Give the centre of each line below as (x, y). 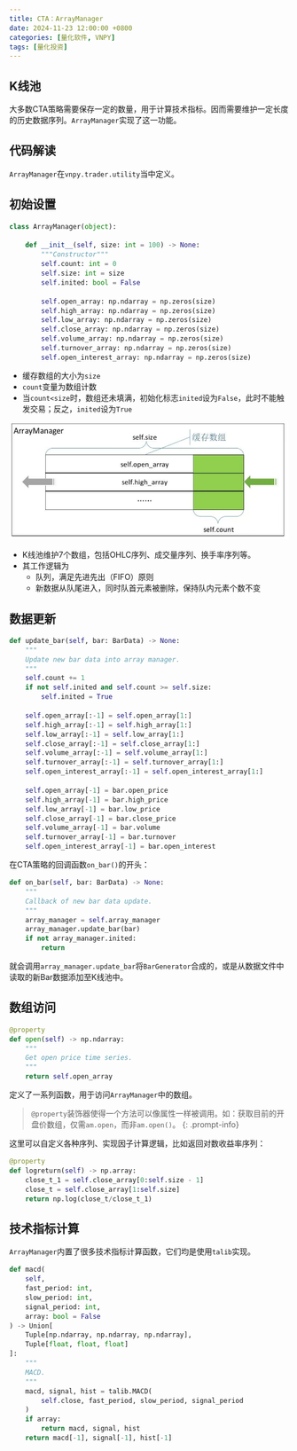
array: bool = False (63, 1316)
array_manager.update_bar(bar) (83, 929)
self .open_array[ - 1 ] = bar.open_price (97, 790)
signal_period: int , (63, 1307)
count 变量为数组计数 (59, 387)
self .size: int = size (83, 274)
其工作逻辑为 (45, 566)
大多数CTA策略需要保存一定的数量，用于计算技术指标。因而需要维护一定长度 (149, 109)
